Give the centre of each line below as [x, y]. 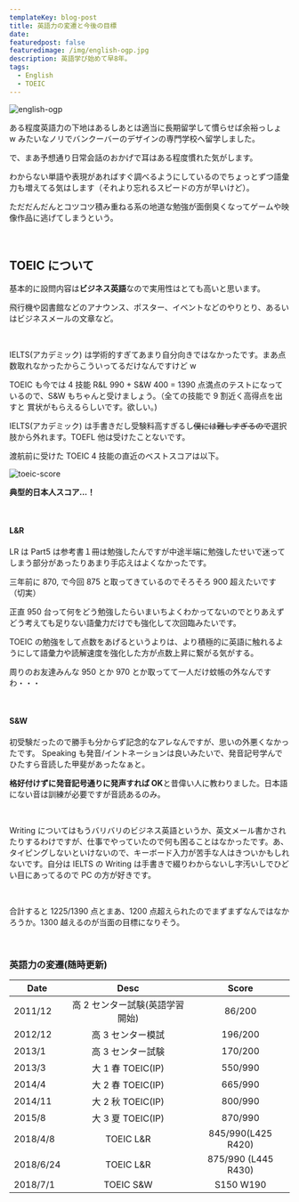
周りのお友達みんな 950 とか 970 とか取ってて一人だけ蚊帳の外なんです [141, 671]
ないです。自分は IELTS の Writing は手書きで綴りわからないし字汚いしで [141, 864]
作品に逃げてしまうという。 [67, 217]
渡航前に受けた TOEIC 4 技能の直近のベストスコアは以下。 [117, 456]
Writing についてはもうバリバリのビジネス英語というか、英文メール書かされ [148, 830]
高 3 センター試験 [129, 1052]
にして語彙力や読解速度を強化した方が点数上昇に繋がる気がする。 [137, 653]
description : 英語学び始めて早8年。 [70, 59]
